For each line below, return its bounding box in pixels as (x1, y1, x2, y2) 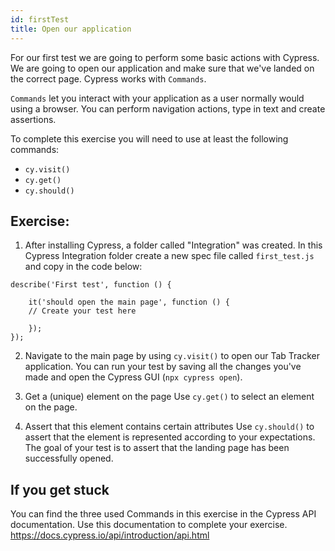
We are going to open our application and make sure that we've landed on (10, 62, 315, 74)
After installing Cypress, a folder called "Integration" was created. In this (24, 239, 323, 251)
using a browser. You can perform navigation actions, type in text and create (10, 102, 326, 115)
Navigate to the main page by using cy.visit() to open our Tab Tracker (24, 350, 321, 362)
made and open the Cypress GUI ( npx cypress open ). (24, 371, 243, 383)
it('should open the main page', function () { (28, 297, 230, 308)
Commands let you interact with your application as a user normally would (10, 92, 305, 104)
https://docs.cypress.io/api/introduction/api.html (10, 529, 210, 541)
